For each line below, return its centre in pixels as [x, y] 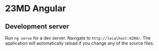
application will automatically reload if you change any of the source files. [79, 43]
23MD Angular [36, 8]
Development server [37, 26]
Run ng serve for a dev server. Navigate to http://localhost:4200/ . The [78, 38]
